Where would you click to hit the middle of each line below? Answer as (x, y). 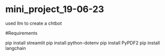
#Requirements (21, 33)
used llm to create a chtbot (34, 23)
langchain (16, 48)
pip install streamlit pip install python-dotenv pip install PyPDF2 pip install (83, 43)
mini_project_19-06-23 (55, 9)
